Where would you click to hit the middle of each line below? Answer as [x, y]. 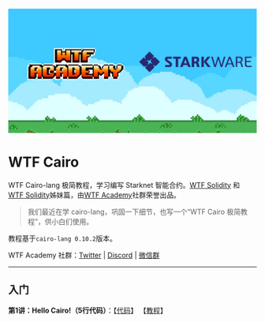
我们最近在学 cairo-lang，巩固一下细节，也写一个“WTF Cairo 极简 [134, 212]
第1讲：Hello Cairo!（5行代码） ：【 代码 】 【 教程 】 [88, 310]
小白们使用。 [72, 221]
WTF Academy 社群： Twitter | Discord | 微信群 [84, 255]
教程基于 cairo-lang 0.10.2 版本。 [62, 238]
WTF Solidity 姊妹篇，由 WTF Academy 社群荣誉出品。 [95, 195]
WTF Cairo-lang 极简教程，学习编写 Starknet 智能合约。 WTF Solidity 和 [124, 185]
